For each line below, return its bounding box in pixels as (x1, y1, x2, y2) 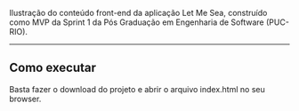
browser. (9, 93, 42, 104)
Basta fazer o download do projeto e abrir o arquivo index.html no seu (9, 83, 265, 94)
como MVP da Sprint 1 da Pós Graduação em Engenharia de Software (9, 17, 264, 28)
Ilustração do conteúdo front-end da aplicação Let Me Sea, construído (9, 8, 268, 18)
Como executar (9, 60, 96, 75)
